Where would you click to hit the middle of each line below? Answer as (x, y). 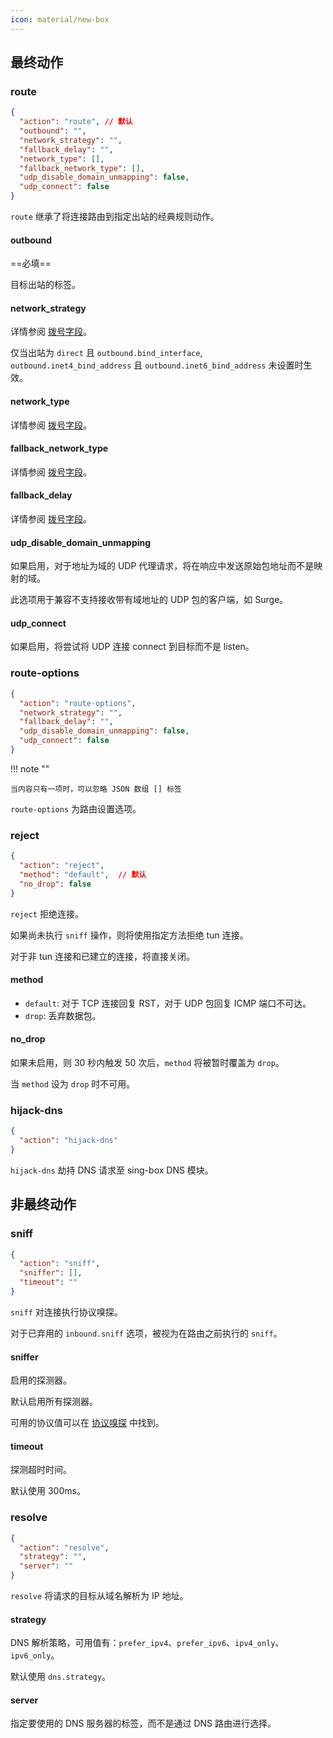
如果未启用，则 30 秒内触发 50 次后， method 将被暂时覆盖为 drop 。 (147, 1062)
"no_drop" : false (55, 884)
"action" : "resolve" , (64, 1547)
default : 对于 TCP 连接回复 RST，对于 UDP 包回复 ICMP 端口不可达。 (168, 1003)
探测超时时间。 (41, 1470)
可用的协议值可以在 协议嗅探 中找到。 (87, 1423)
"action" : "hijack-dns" (68, 1141)
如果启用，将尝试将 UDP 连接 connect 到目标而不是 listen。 (132, 647)
